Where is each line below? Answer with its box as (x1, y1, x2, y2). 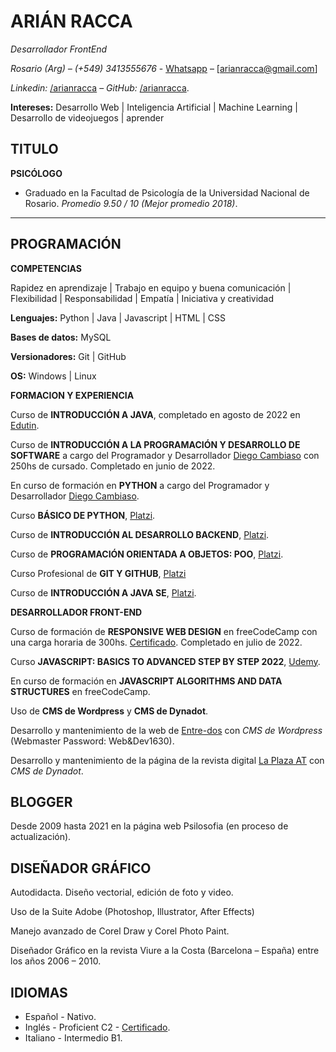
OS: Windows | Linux (10, 370, 97, 382)
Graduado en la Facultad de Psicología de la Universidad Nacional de (24, 186, 310, 199)
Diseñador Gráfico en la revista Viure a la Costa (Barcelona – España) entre (10, 945, 320, 957)
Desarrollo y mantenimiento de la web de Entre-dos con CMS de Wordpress (10, 724, 323, 736)
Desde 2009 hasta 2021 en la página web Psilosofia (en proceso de (10, 820, 289, 832)
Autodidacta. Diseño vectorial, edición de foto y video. (10, 886, 234, 899)
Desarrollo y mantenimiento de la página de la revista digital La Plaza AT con (10, 754, 325, 766)
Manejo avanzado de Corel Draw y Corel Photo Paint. (10, 925, 230, 937)
